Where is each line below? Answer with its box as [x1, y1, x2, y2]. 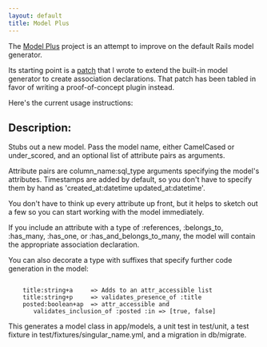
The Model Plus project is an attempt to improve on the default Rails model [8, 41, 254, 50]
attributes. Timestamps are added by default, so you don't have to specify [8, 175, 253, 184]
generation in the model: [8, 264, 90, 273]
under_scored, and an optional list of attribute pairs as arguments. [8, 151, 225, 160]
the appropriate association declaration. [8, 240, 140, 249]
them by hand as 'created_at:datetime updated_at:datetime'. [8, 184, 205, 193]
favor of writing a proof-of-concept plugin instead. [8, 82, 174, 92]
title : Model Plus [8, 19, 70, 27]
